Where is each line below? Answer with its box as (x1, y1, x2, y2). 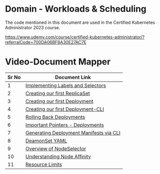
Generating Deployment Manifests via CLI (25, 129, 121, 136)
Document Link (55, 74, 91, 81)
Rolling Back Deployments (25, 113, 85, 120)
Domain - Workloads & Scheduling (5, 3, 147, 15)
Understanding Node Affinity (25, 153, 91, 160)
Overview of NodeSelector (25, 145, 87, 152)
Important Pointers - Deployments (25, 122, 104, 128)
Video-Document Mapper (5, 56, 111, 68)
